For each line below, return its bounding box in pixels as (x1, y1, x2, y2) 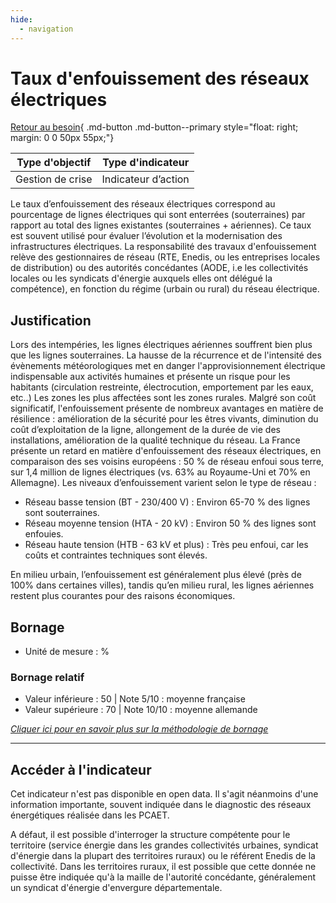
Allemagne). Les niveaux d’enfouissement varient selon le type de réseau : (10, 477, 317, 489)
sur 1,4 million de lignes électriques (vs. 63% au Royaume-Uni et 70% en (10, 466, 311, 478)
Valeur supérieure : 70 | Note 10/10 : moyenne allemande (24, 704, 258, 716)
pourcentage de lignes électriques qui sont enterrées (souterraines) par (10, 209, 306, 221)
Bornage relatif (10, 670, 85, 684)
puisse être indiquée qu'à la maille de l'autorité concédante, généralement (10, 871, 316, 883)
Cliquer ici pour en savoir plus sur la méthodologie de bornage (10, 723, 269, 735)
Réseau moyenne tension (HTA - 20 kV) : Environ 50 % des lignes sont (24, 517, 317, 530)
